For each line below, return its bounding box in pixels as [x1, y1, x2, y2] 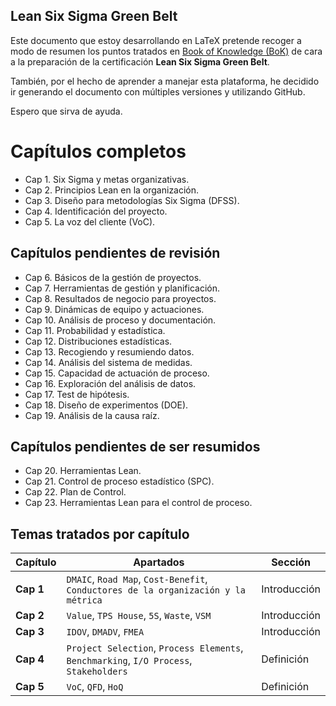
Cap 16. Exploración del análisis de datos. [24, 377, 197, 389]
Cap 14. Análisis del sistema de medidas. [24, 356, 193, 368]
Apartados [133, 555, 185, 569]
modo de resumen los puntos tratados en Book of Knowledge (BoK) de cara [10, 45, 323, 57]
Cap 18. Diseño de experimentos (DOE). [24, 399, 189, 411]
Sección [271, 555, 312, 569]
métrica [66, 595, 103, 606]
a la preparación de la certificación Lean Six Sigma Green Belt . [10, 55, 270, 68]
